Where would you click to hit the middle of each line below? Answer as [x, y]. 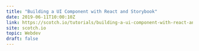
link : [13, 22]
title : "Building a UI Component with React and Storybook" [82, 11]
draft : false [22, 39]
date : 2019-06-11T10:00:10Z [41, 17]
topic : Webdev [24, 33]
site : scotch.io [26, 28]
